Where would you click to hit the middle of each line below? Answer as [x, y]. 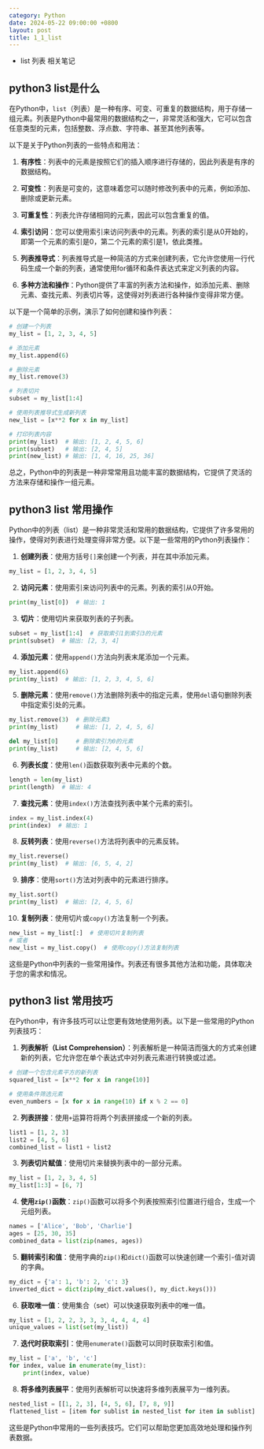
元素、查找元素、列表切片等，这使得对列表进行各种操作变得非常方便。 [134, 295]
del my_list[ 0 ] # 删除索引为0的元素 [71, 742]
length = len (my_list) [46, 780]
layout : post [30, 30]
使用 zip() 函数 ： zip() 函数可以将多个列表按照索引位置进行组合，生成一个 [138, 1201]
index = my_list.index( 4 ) [51, 818]
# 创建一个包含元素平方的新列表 [53, 1073]
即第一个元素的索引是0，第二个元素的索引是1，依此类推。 [114, 242]
